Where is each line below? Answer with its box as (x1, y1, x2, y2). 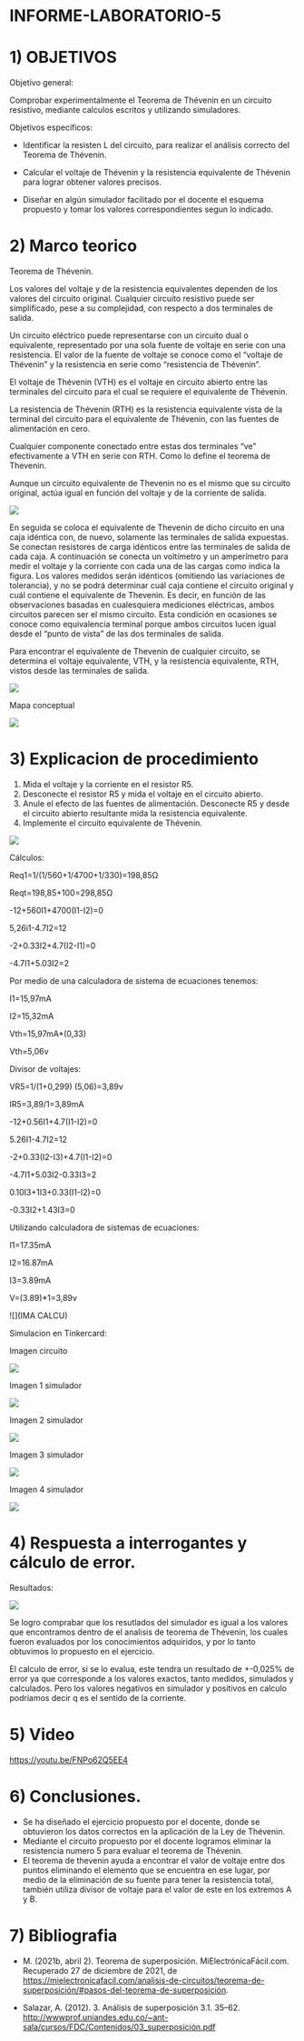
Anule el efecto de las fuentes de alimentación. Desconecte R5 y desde (22, 798, 290, 809)
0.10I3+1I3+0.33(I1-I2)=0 (9, 1187, 102, 1197)
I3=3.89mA (9, 1275, 52, 1286)
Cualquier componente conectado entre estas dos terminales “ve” (9, 441, 257, 452)
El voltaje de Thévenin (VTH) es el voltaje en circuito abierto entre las (9, 376, 268, 387)
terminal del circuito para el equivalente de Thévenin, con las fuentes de (9, 414, 279, 425)
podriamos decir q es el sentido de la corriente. (9, 1692, 187, 1703)
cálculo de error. (9, 1552, 136, 1573)
